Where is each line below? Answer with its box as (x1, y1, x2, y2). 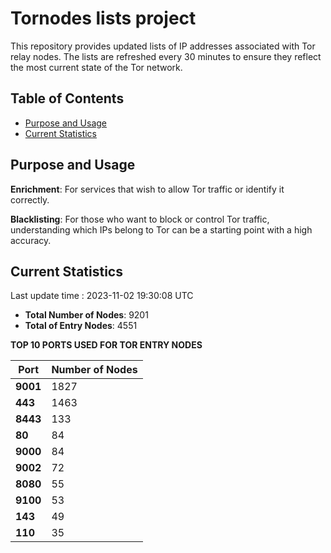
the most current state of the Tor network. (10, 61, 183, 73)
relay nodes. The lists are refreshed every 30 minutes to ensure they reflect (10, 50, 322, 62)
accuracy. (10, 234, 52, 246)
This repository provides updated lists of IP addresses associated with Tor (10, 40, 316, 52)
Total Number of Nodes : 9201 (24, 309, 149, 321)
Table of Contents (10, 90, 125, 107)
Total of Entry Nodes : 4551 (24, 320, 138, 332)
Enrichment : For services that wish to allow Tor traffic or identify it (10, 183, 285, 195)
